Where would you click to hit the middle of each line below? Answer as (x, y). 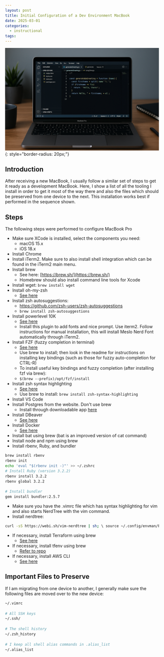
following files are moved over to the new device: (54, 593)
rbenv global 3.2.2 (25, 481)
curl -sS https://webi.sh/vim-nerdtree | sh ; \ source (62, 526)
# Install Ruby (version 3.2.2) (38, 471)
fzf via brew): (33, 373)
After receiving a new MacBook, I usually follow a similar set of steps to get (81, 181)
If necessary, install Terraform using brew (54, 535)
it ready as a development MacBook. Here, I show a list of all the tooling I (78, 186)
